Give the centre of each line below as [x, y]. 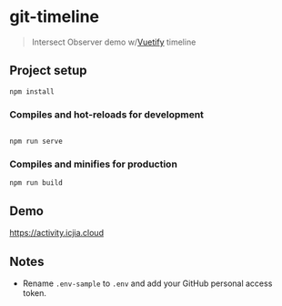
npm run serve [36, 142]
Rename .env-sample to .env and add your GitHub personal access [147, 283]
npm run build [36, 183]
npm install [32, 92]
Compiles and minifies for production [93, 164]
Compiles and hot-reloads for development [107, 114]
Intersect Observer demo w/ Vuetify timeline [114, 42]
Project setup [49, 71]
